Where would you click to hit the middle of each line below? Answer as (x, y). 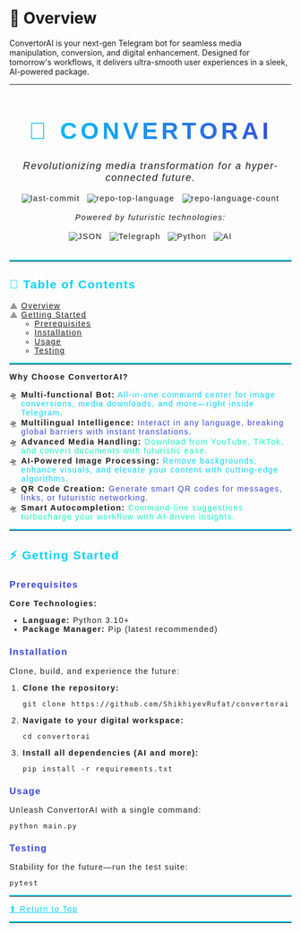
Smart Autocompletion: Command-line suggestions (132, 508)
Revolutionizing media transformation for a (133, 166)
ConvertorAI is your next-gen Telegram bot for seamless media (125, 43)
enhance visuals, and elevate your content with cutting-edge (150, 470)
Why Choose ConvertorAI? (69, 376)
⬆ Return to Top (43, 909)
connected (132, 177)
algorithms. (45, 479)
